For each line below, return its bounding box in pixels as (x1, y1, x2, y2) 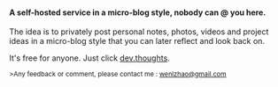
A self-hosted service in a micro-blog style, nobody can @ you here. (9, 7, 266, 18)
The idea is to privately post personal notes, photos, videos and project (9, 26, 269, 37)
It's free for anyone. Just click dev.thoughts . (9, 53, 170, 63)
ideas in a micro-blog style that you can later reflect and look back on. (9, 36, 266, 47)
